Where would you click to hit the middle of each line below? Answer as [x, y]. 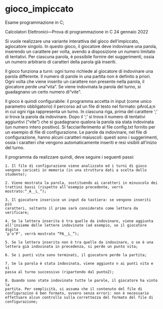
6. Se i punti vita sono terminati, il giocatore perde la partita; [76, 255]
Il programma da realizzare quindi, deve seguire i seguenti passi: [70, 157]
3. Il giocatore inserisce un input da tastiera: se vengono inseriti [78, 200]
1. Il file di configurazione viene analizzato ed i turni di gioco [76, 166]
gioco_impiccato [39, 9]
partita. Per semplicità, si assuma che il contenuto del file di [74, 289]
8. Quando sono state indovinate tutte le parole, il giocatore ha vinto [81, 280]
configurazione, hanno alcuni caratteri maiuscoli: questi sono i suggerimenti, [82, 137]
